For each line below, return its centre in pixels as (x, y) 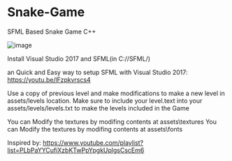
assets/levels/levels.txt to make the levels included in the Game (99, 108)
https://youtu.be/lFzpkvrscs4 (49, 79)
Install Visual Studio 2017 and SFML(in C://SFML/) (79, 58)
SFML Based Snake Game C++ (52, 31)
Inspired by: (24, 142)
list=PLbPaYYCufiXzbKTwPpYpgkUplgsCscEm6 (76, 150)
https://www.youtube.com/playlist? (93, 142)
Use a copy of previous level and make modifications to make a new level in (116, 93)
